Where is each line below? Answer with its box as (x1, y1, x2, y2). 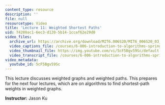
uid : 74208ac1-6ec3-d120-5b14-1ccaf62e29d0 (5, 30, 96, 35)
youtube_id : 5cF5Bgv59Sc (9, 62, 60, 67)
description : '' (5, 12, 38, 17)
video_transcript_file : (9, 52, 58, 58)
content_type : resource (5, 7, 54, 12)
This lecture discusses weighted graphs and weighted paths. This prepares (5, 76, 158, 81)
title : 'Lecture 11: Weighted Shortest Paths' (5, 26, 102, 30)
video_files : (5, 35, 32, 40)
